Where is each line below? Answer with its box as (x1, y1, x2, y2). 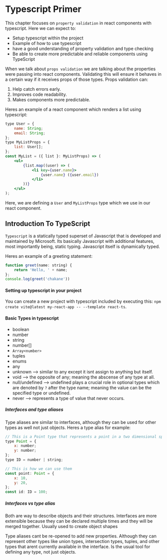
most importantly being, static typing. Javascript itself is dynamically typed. (5, 243, 160, 249)
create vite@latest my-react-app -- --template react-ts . (5, 304, 127, 310)
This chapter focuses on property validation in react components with (5, 20, 152, 26)
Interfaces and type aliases (5, 406, 64, 412)
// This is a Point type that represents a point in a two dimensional (5, 434, 157, 439)
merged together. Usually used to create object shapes (5, 524, 118, 530)
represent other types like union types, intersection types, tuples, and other (5, 539, 160, 545)
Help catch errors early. (12, 86, 61, 92)
